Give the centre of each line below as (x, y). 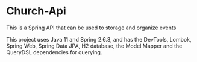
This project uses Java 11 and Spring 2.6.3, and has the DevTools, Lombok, (99, 39)
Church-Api (36, 11)
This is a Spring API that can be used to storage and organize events (91, 28)
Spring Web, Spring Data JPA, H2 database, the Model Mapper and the (94, 46)
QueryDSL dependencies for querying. (54, 52)
